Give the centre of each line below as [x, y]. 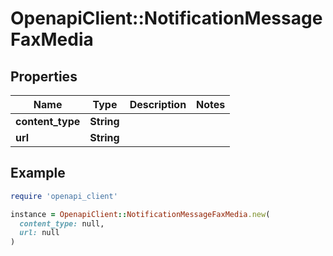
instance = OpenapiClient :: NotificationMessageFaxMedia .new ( [140, 214]
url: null [39, 233]
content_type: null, [62, 223]
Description [158, 104]
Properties [44, 76]
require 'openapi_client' [64, 196]
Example [38, 173]
